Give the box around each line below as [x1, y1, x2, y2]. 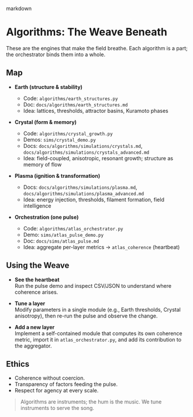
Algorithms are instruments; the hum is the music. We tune [20, 398, 162, 405]
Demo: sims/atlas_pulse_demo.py [23, 231, 104, 238]
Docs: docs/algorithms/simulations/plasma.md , [23, 184, 137, 191]
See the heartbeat [14, 276, 60, 283]
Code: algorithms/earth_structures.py [23, 95, 118, 102]
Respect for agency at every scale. [14, 387, 99, 394]
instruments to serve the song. [20, 405, 95, 412]
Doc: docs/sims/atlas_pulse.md [23, 237, 99, 244]
